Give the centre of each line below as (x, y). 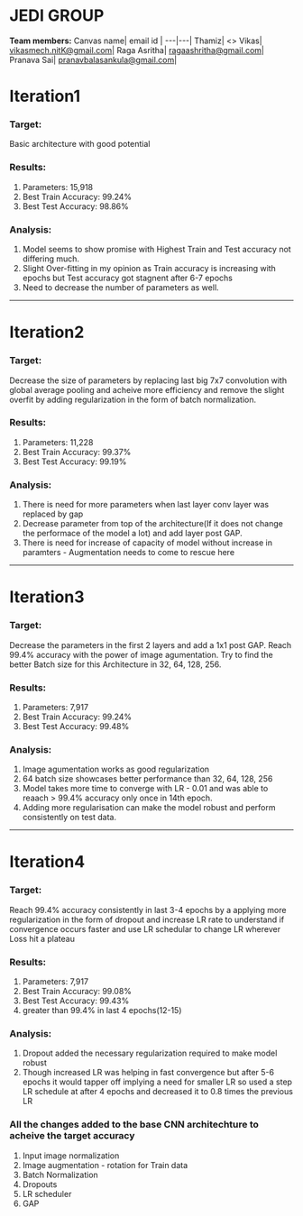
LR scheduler (47, 1193)
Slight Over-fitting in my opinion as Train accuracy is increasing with (149, 269)
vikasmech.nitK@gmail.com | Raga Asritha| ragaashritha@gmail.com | (137, 50)
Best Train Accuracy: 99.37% (77, 452)
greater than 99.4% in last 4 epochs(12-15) (102, 1010)
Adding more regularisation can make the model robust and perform (149, 808)
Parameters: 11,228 (58, 442)
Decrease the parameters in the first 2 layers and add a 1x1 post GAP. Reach (151, 645)
